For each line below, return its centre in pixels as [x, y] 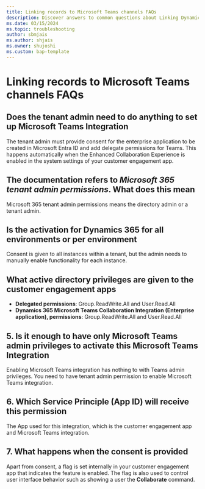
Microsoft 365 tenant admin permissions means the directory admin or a [97, 204]
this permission [37, 411]
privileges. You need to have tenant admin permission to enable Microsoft [99, 376]
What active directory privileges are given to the [100, 280]
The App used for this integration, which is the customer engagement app [99, 426]
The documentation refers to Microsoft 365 [91, 180]
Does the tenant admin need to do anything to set [102, 117]
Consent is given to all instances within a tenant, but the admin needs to [97, 254]
